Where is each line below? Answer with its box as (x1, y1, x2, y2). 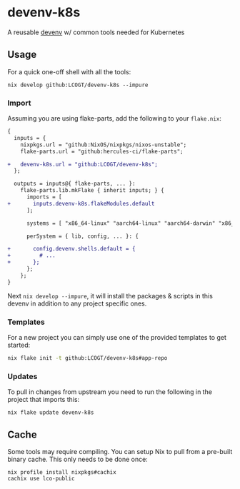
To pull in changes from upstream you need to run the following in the (7, 388, 213, 396)
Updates (7, 371, 38, 381)
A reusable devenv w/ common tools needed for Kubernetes (7, 28, 185, 36)
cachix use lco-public (7, 475, 75, 482)
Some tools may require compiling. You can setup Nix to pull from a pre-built (7, 447, 233, 455)
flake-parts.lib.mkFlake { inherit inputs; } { (20, 187, 164, 194)
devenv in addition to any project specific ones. (7, 299, 147, 308)
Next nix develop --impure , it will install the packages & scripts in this (7, 291, 213, 300)
